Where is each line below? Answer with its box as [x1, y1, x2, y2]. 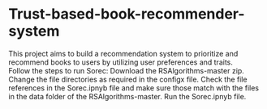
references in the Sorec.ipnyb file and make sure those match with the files [8, 82, 260, 93]
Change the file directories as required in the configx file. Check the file [8, 74, 248, 84]
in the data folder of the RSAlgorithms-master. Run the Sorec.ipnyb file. [8, 91, 247, 101]
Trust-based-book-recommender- [8, 5, 245, 23]
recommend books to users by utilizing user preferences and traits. [8, 57, 234, 67]
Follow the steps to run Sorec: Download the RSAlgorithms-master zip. [8, 65, 245, 75]
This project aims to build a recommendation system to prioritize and [8, 48, 239, 58]
